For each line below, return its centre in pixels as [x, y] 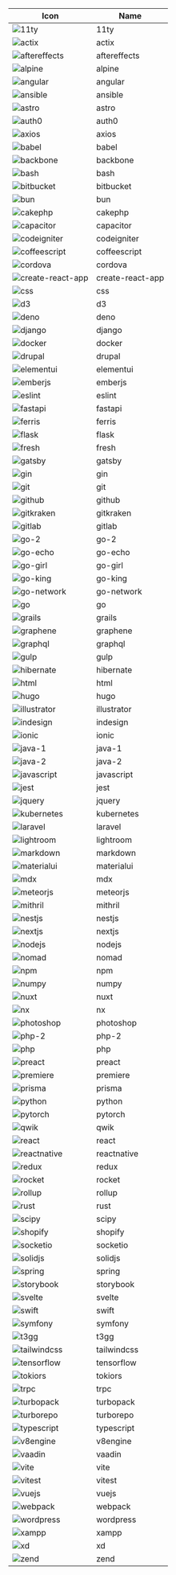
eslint [106, 395]
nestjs [107, 918]
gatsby [109, 461]
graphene [114, 631]
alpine [108, 69]
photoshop [116, 1023]
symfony [112, 1324]
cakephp [112, 212]
